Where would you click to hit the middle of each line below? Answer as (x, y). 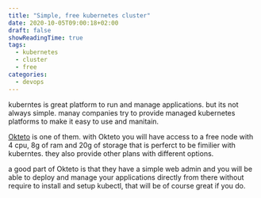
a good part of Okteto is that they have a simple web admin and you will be (130, 169)
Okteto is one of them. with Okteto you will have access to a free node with (131, 136)
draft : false (30, 30)
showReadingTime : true (46, 38)
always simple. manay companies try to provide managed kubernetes (122, 112)
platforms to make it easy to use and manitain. (84, 121)
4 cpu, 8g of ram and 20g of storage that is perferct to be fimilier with (122, 145)
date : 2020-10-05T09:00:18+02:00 (63, 23)
